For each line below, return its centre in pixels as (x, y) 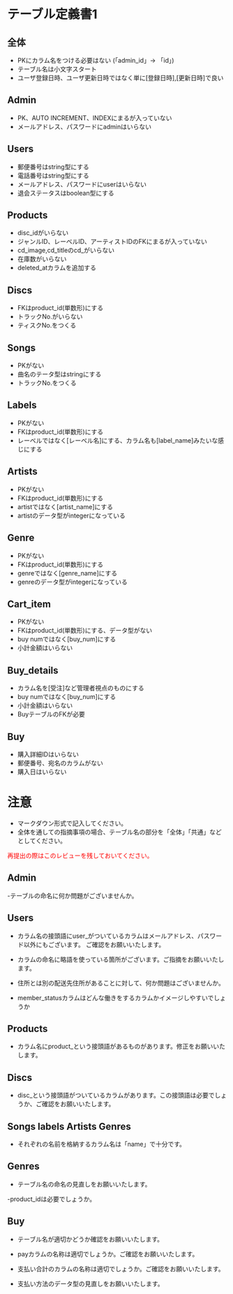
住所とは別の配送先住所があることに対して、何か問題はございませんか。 (121, 983)
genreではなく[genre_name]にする (67, 573)
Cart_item (29, 604)
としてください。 (42, 840)
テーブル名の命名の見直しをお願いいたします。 (84, 1184)
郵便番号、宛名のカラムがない (60, 763)
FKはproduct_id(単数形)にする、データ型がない (85, 631)
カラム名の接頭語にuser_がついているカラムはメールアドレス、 (107, 936)
